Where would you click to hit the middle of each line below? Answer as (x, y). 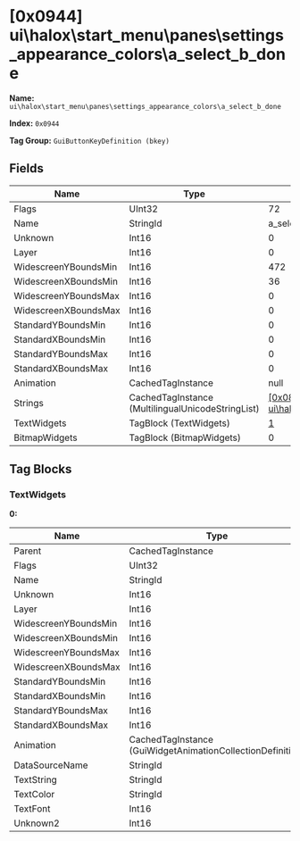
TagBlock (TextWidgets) (179, 423)
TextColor (34, 795)
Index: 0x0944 (34, 123)
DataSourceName (51, 765)
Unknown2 (37, 823)
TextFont (32, 809)
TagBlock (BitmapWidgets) (185, 437)
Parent (28, 551)
